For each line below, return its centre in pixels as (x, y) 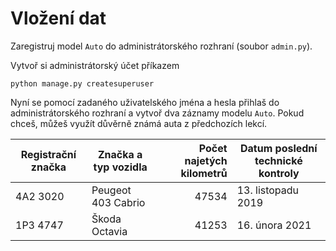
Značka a (120, 154)
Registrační (48, 154)
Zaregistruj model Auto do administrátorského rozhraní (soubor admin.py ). (161, 46)
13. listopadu (268, 190)
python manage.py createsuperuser (82, 83)
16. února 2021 (274, 225)
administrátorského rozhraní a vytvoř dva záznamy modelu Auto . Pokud (157, 113)
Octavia (109, 231)
